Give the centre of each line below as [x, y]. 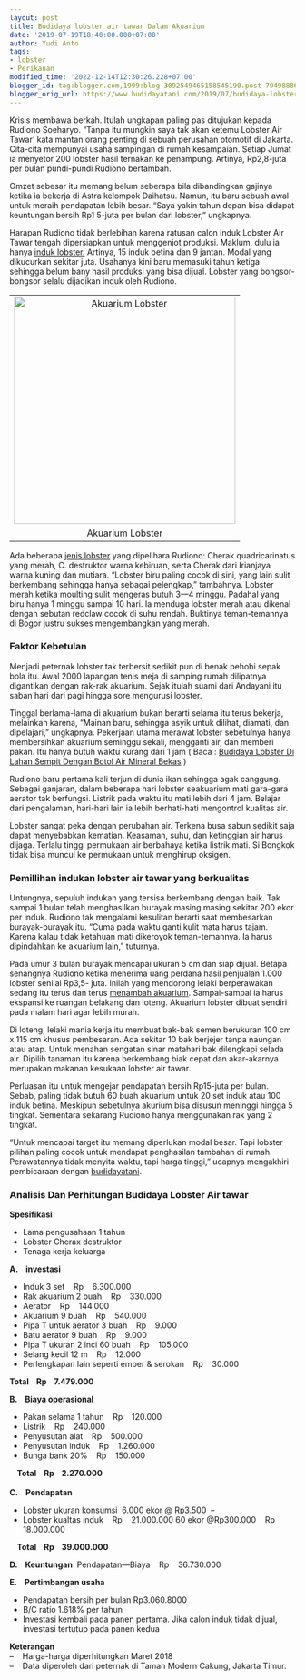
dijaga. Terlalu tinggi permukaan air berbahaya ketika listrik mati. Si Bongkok [152, 845]
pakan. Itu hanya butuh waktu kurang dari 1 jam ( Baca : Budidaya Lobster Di [152, 751]
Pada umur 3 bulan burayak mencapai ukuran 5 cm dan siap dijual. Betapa [148, 964]
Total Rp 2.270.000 [59, 1474]
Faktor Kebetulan [48, 647]
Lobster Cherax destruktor [72, 1242]
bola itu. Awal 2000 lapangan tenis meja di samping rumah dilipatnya [138, 676]
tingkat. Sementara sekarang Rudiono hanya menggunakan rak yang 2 [141, 1115]
